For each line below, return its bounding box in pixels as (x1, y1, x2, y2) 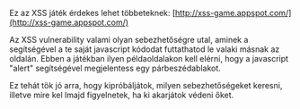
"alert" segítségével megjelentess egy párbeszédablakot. (9, 63, 222, 73)
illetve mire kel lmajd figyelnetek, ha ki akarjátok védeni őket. (9, 89, 234, 100)
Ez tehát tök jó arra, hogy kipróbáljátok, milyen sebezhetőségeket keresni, (9, 80, 283, 90)
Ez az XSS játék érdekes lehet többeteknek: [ (9, 8, 176, 18)
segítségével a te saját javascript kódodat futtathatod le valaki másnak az (9, 44, 280, 54)
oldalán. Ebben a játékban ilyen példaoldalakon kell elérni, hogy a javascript (9, 54, 289, 63)
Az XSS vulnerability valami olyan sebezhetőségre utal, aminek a (9, 35, 249, 45)
